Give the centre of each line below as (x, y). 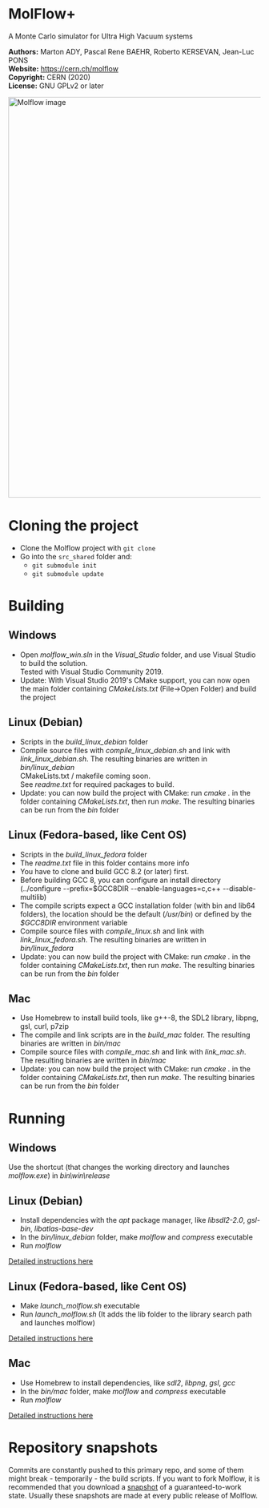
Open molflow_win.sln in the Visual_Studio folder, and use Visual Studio (138, 655)
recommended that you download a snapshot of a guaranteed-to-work (125, 1486)
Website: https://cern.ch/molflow (63, 68)
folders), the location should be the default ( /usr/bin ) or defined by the (136, 913)
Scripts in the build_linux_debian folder (84, 741)
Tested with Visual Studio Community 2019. (92, 671)
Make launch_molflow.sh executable (80, 1305)
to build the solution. (54, 663)
